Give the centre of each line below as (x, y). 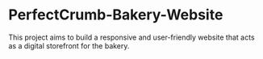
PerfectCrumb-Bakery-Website (116, 15)
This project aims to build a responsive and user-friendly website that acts (132, 37)
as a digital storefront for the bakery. (69, 45)
